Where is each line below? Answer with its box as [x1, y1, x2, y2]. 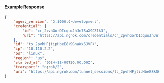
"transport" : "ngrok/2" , [13, 64, 64, 69]
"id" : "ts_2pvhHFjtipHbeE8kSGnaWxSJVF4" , [13, 42, 99, 47]
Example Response [4, 4, 45, 10]
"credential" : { [13, 23, 47, 29]
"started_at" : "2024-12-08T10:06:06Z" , [13, 60, 95, 65]
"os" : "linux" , [13, 51, 45, 56]
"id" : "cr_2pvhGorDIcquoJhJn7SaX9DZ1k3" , [22, 28, 108, 33]
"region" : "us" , [13, 56, 47, 61]
